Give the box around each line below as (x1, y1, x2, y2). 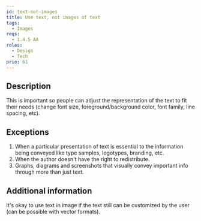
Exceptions (6, 127, 49, 137)
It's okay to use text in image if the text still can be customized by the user (6, 201, 190, 208)
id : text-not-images (6, 8, 58, 15)
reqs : (6, 31, 20, 37)
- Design (11, 48, 34, 54)
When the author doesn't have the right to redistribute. (14, 156, 150, 163)
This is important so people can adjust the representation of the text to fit (6, 97, 187, 104)
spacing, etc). (6, 110, 40, 117)
